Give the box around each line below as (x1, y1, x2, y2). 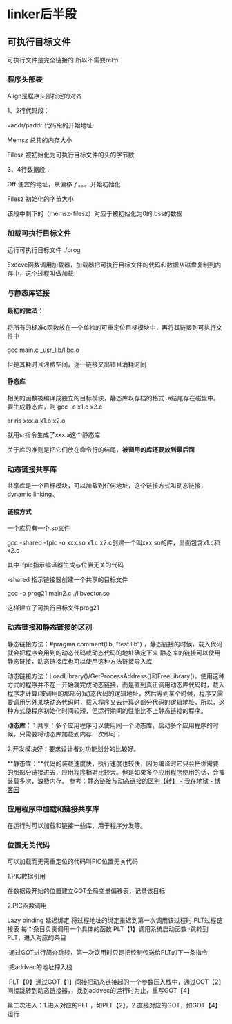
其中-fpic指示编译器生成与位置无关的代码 (7, 560, 124, 569)
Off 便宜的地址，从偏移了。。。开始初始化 (7, 180, 121, 188)
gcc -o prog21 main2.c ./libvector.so (7, 590, 110, 598)
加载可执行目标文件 (7, 229, 71, 238)
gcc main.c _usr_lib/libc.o (7, 346, 79, 354)
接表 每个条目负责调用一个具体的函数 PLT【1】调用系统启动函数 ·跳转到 (7, 925, 209, 933)
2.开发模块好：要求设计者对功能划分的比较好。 (7, 744, 140, 752)
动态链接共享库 (7, 464, 57, 474)
